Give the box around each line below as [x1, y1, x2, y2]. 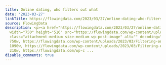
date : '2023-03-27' [5, 12, 45, 17]
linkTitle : [5, 16, 28, 21]
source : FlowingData [5, 21, 48, 26]
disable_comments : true [5, 52, 54, 58]
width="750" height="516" [9, 30, 63, 35]
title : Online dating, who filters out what [5, 7, 98, 12]
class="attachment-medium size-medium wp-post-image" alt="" [9, 35, 138, 40]
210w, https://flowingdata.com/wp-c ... [9, 48, 94, 53]
